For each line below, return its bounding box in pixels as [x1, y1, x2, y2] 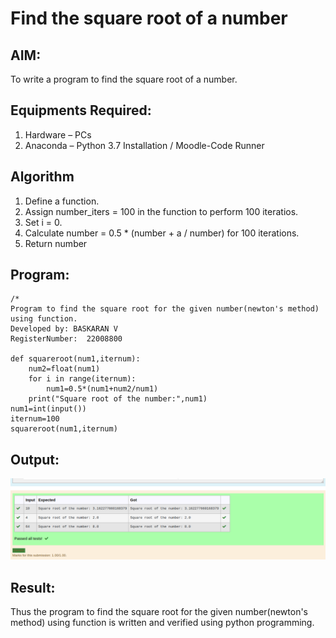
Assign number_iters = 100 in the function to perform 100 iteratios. [24, 205, 299, 217]
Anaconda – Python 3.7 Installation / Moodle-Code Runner [24, 139, 265, 151]
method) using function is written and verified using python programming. [10, 617, 315, 628]
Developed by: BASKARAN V [10, 324, 118, 334]
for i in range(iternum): [28, 374, 137, 384]
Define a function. [24, 195, 100, 207]
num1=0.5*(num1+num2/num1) [46, 384, 159, 394]
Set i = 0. [24, 216, 63, 228]
